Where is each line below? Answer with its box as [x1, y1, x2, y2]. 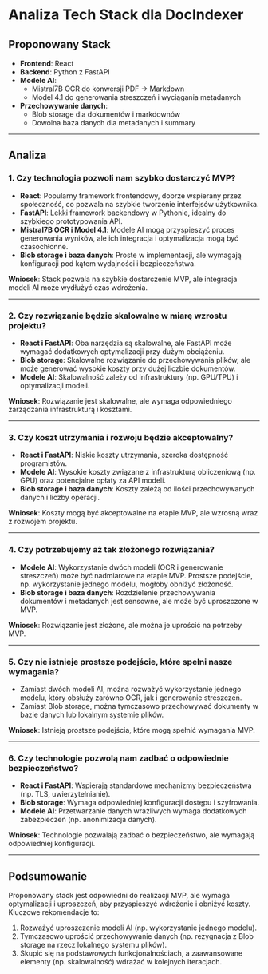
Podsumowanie [8, 869, 88, 883]
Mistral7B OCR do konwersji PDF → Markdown [31, 84, 185, 93]
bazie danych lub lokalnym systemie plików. [19, 710, 164, 719]
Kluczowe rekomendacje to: [8, 907, 100, 916]
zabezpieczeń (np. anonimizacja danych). [19, 815, 157, 825]
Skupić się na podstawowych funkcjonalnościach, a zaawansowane [19, 948, 243, 958]
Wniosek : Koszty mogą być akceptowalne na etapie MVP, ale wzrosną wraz [8, 508, 258, 518]
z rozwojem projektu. [8, 517, 78, 527]
